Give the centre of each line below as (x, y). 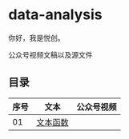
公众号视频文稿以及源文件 (50, 54)
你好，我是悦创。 (36, 38)
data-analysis (55, 15)
